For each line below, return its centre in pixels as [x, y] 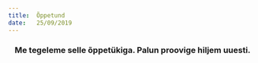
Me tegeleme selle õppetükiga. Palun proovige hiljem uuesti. [133, 50]
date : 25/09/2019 [40, 23]
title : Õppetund [37, 15]
